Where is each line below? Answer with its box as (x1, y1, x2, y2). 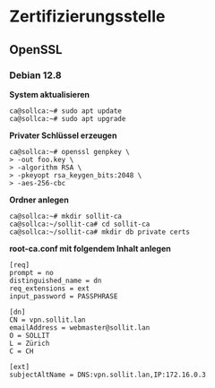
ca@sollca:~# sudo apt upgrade (9, 114, 126, 123)
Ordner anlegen (9, 194, 69, 205)
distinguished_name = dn (9, 276, 102, 285)
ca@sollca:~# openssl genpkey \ (9, 147, 130, 156)
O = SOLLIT (9, 331, 50, 340)
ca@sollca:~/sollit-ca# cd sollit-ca (9, 220, 150, 228)
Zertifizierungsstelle (9, 6, 166, 27)
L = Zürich (9, 339, 50, 348)
